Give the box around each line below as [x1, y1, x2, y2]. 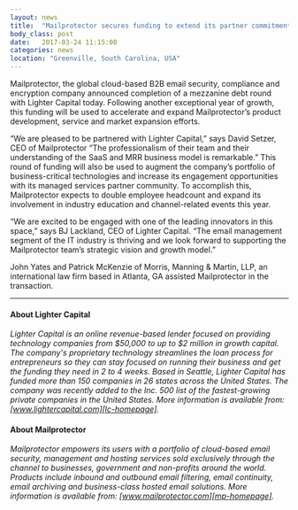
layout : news [10, 12, 58, 22]
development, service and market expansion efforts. [10, 116, 201, 127]
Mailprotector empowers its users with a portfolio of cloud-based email [10, 444, 271, 454]
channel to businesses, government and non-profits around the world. [10, 462, 267, 474]
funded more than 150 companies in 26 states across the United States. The [10, 375, 289, 386]
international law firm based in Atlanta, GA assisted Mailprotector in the [10, 271, 269, 282]
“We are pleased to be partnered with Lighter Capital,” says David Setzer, [10, 134, 277, 143]
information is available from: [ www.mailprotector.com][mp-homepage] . [10, 491, 275, 501]
